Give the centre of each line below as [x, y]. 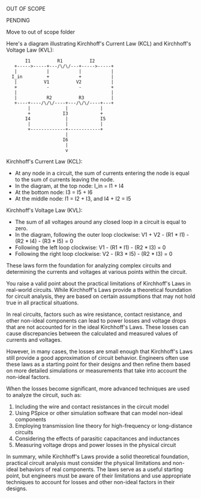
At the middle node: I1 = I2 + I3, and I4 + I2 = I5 [73, 199]
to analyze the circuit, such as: [44, 395]
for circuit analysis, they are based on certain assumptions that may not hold [101, 296]
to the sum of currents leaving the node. [64, 179]
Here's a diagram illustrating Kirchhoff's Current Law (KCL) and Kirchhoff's [99, 44]
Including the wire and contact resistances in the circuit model [92, 407]
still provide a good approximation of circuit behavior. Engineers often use [97, 358]
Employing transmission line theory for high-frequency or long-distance [103, 426]
